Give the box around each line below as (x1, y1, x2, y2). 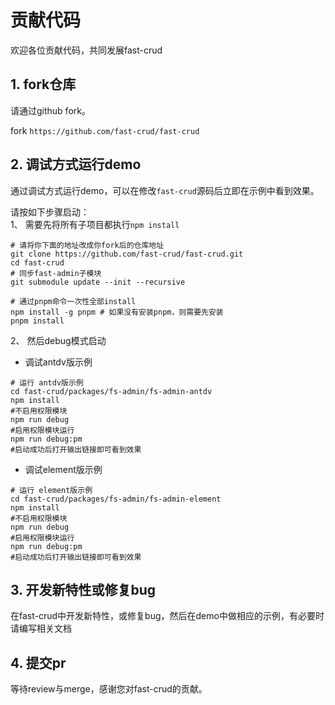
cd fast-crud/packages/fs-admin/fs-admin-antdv (10, 386, 213, 396)
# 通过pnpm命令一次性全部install (10, 296, 137, 306)
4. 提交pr (10, 654, 67, 671)
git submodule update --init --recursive (10, 277, 186, 287)
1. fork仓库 (10, 76, 77, 93)
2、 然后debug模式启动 (10, 334, 107, 346)
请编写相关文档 (10, 622, 72, 635)
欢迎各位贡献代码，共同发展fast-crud (10, 44, 163, 56)
